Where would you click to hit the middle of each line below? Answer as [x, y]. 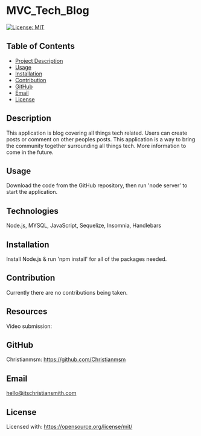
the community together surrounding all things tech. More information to [96, 146]
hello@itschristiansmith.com [41, 393]
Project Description [39, 60]
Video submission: [29, 326]
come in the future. [30, 152]
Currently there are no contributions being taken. [67, 292]
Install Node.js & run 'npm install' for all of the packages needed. [87, 259]
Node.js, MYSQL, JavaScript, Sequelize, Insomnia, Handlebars [84, 226]
